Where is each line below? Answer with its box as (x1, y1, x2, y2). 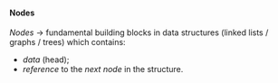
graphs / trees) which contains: (9, 37, 126, 48)
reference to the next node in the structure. (22, 64, 184, 75)
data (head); (22, 54, 70, 65)
